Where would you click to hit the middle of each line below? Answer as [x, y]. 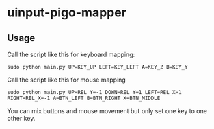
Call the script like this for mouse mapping [67, 80]
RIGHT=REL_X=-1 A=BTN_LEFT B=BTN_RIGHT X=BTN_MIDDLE [84, 98]
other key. [21, 118]
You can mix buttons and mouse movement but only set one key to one [107, 111]
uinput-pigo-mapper [67, 13]
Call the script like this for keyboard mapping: [71, 54]
